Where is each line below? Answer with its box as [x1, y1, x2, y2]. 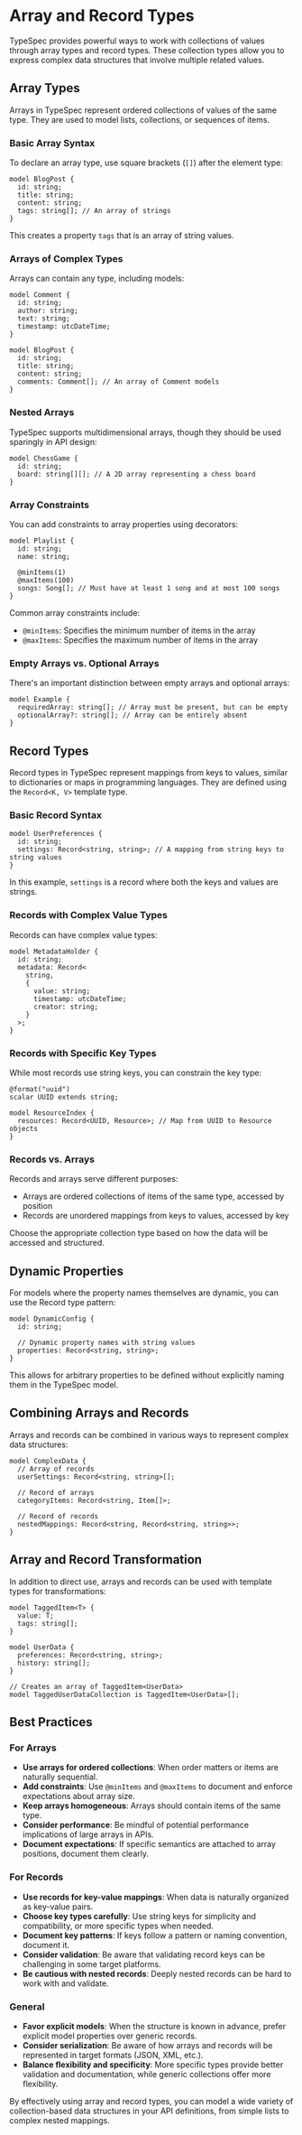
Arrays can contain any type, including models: [9, 273, 185, 284]
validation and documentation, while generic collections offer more [22, 2068, 271, 2079]
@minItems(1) [17, 568, 67, 577]
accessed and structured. [9, 1238, 105, 1249]
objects [9, 1124, 39, 1133]
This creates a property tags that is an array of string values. [9, 230, 234, 241]
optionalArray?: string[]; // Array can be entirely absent [17, 710, 248, 720]
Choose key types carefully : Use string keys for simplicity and [22, 1910, 257, 1921]
